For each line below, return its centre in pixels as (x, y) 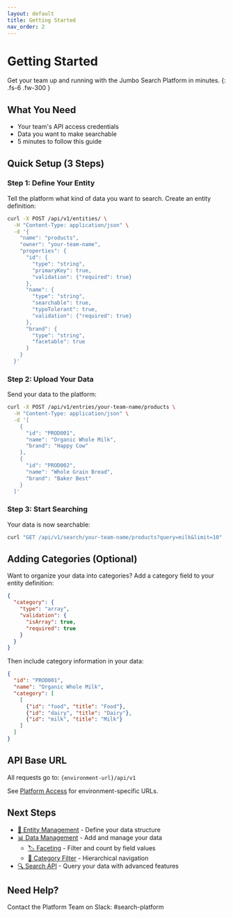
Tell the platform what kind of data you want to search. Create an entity (109, 198)
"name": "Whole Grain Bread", (69, 472)
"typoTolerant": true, (65, 310)
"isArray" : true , (51, 622)
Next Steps (32, 813)
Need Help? (33, 890)
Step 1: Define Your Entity (51, 183)
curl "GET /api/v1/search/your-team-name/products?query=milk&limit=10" (115, 537)
